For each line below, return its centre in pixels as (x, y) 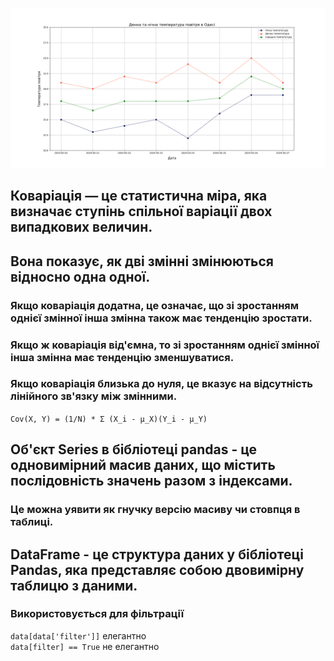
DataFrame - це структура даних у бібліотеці (157, 554)
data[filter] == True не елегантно (85, 646)
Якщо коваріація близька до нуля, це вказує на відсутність (161, 384)
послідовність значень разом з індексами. (151, 481)
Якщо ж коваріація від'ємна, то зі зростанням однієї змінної (165, 345)
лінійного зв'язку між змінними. (94, 396)
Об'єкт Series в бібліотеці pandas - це (134, 449)
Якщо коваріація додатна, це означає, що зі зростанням (155, 305)
